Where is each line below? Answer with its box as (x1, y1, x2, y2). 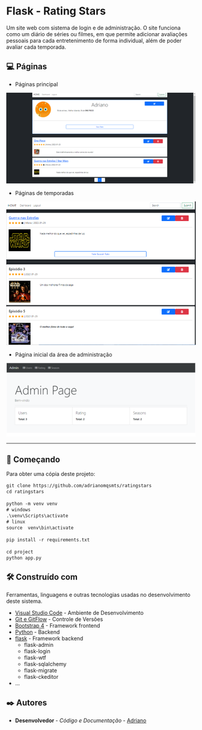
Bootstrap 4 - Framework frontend (14, 622, 100, 629)
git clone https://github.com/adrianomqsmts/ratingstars (6, 483, 152, 489)
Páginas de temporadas (14, 189, 74, 196)
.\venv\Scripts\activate (6, 513, 69, 519)
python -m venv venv (6, 501, 58, 507)
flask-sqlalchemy (23, 660, 67, 667)
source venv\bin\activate (6, 525, 74, 531)
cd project (6, 549, 34, 555)
